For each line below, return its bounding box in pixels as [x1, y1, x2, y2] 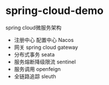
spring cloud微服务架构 [5, 24, 62, 31]
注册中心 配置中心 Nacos [13, 36, 74, 43]
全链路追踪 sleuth [13, 73, 56, 80]
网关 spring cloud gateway [13, 44, 79, 51]
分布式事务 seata [13, 51, 55, 58]
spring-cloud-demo [5, 4, 104, 17]
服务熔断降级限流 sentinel [13, 58, 76, 65]
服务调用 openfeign [13, 65, 61, 72]
